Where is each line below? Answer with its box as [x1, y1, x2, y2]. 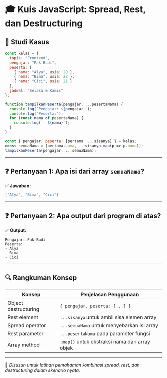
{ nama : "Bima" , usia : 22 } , [14, 74, 75, 79]
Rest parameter [7, 330, 44, 337]
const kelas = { [5, 51, 39, 56]
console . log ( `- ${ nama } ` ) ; [14, 120, 70, 125]
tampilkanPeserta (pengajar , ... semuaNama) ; [5, 148, 97, 153]
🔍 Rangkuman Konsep [5, 274, 77, 282]
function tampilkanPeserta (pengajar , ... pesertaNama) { [5, 102, 123, 107]
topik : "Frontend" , [9, 55, 50, 60]
